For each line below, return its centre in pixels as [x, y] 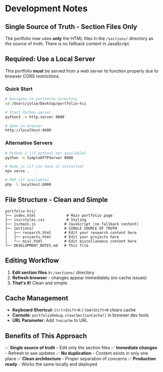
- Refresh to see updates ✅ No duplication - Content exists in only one [77, 353]
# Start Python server [28, 112]
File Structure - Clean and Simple [57, 200]
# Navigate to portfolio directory [41, 99]
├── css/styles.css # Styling [46, 220]
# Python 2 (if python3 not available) [46, 153]
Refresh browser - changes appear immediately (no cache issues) [79, 277]
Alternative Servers [29, 143]
